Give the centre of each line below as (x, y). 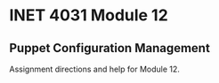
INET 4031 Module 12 (89, 15)
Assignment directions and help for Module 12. (95, 69)
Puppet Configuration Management (110, 48)
